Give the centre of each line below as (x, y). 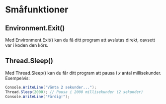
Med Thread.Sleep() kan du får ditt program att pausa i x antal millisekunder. (83, 73)
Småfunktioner (37, 10)
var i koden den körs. (27, 45)
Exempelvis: (18, 78)
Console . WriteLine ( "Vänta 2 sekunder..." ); (51, 87)
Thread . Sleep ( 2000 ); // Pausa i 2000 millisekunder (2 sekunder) (74, 92)
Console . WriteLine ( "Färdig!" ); (38, 97)
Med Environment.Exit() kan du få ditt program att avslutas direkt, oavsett (80, 40)
